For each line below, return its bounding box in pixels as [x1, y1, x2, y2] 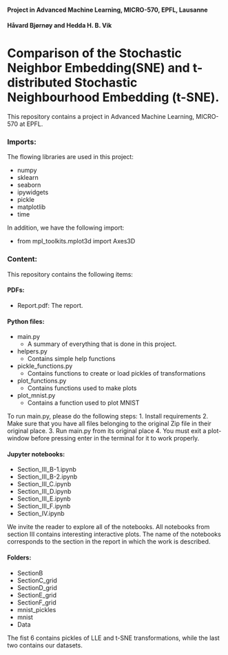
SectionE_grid [17, 591, 57, 599]
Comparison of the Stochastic [7, 46, 183, 62]
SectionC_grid [17, 576, 57, 584]
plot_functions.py [17, 377, 67, 385]
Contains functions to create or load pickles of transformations [27, 369, 206, 378]
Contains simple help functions [27, 355, 116, 363]
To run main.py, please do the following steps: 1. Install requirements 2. [7, 412, 209, 421]
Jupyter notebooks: [7, 450, 65, 458]
